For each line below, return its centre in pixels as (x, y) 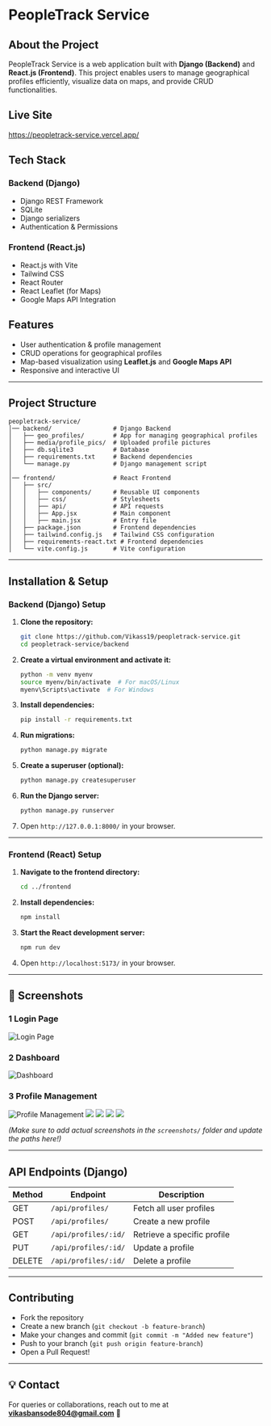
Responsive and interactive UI (69, 370)
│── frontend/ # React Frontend (90, 479)
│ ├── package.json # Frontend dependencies (102, 528)
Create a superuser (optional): (72, 766)
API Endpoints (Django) (68, 1172)
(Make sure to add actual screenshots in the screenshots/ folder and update (135, 1130)
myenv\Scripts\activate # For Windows (87, 690)
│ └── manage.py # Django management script (108, 464)
